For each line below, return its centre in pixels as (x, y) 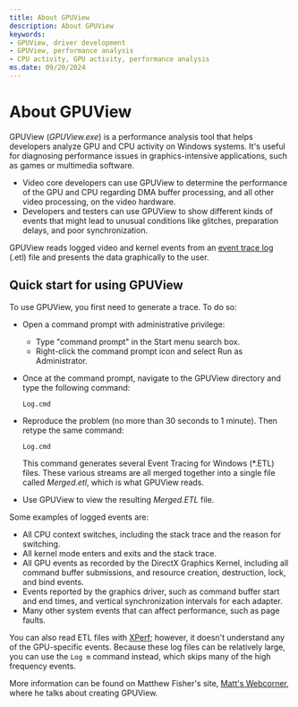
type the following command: (76, 387)
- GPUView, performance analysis (72, 51)
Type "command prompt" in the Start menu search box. (138, 341)
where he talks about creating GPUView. (84, 693)
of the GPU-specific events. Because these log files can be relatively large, (148, 647)
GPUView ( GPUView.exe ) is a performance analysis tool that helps (131, 136)
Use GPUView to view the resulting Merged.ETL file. (118, 499)
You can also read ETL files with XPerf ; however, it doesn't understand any (147, 637)
